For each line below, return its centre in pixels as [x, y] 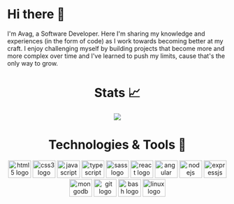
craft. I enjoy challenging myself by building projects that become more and [116, 48]
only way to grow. [32, 63]
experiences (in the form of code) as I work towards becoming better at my [115, 41]
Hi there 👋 [36, 14]
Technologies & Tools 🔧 [117, 145]
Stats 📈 [117, 93]
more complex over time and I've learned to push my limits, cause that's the [116, 56]
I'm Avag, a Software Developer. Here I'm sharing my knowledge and [106, 34]
